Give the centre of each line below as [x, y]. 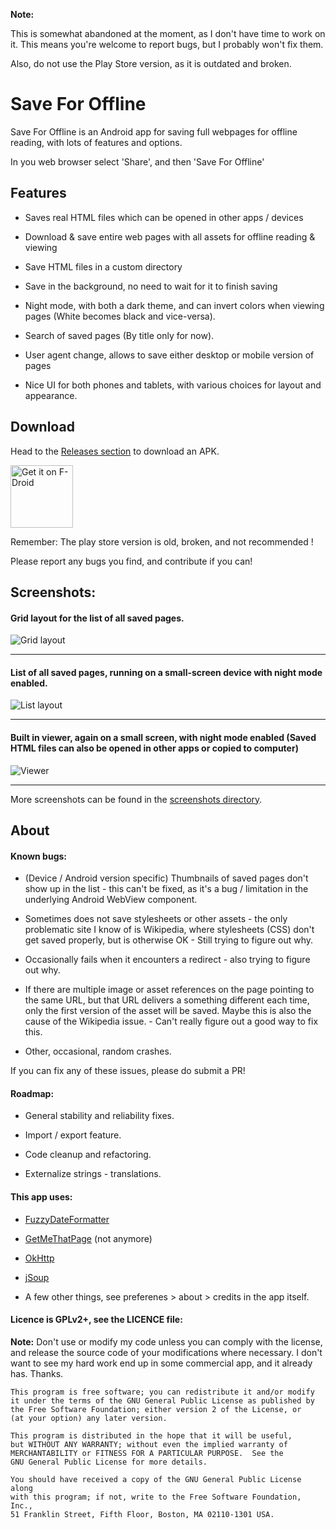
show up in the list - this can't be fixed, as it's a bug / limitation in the [166, 889]
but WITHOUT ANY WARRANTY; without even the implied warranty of [149, 1444]
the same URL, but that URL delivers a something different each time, [167, 1000]
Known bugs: [39, 856]
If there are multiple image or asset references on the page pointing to [169, 990]
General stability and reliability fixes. [99, 1116]
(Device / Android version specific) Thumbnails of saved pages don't [166, 878]
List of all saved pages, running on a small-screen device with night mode [166, 672]
